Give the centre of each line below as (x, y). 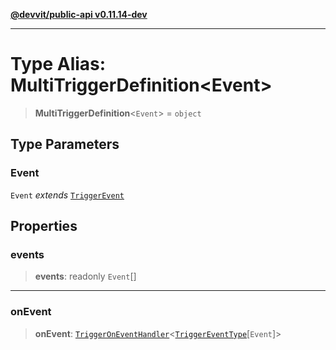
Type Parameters (65, 144)
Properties (44, 226)
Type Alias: (58, 64)
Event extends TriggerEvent (67, 195)
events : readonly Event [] (85, 276)
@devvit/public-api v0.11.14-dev (79, 14)
